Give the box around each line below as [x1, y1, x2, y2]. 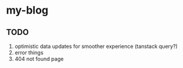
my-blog [6, 4, 49, 17]
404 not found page [14, 56, 64, 62]
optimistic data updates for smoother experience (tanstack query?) [14, 43, 178, 50]
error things [14, 49, 44, 56]
